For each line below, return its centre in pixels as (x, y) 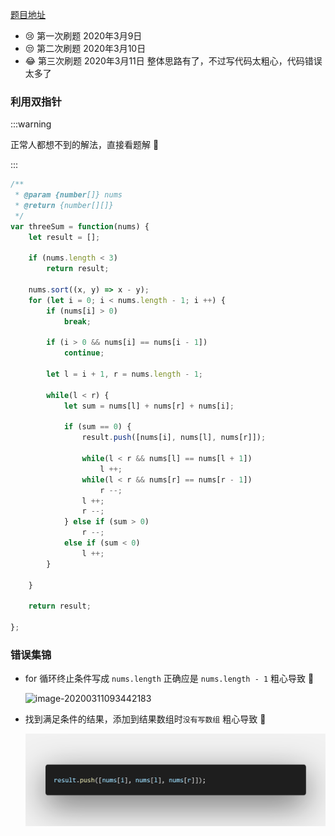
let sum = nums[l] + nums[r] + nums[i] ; (149, 406)
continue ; (84, 353)
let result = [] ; (64, 237)
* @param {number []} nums (68, 195)
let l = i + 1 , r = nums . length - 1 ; (125, 374)
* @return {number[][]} (64, 206)
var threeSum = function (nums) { (80, 226)
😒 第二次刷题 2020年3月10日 (85, 48)
